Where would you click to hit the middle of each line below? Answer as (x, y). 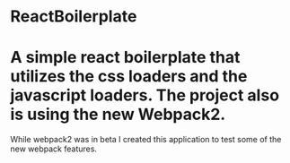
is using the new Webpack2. (118, 115)
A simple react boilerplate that (125, 58)
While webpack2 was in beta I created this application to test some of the (146, 140)
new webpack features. (54, 149)
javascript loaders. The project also (145, 95)
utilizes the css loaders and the (129, 77)
